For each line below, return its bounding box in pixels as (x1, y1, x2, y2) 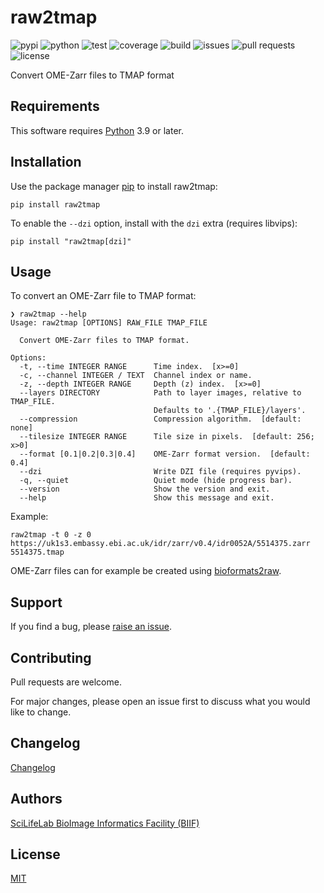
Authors (10, 791, 63, 808)
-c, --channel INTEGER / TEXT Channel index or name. (19, 371, 253, 381)
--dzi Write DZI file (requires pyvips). (19, 467, 302, 477)
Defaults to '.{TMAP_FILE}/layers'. (153, 406, 307, 416)
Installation (10, 154, 82, 171)
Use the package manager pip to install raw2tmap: (10, 180, 218, 192)
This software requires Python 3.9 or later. (10, 124, 184, 136)
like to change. (10, 706, 72, 718)
